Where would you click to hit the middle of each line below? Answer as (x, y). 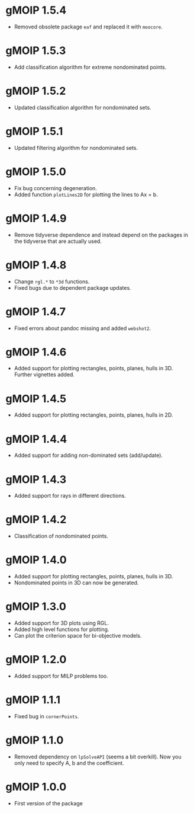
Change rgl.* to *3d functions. (52, 281)
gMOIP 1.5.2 (36, 91)
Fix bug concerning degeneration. (55, 188)
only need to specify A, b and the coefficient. (69, 763)
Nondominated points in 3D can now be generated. (76, 583)
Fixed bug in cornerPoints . (46, 716)
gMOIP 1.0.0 (36, 787)
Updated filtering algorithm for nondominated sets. (76, 148)
